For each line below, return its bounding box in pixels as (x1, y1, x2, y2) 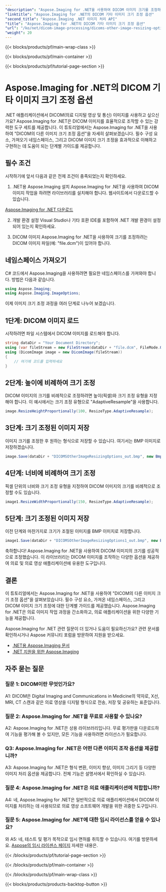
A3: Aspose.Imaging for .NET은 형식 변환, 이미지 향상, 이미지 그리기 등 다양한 (5, 764, 157, 770)
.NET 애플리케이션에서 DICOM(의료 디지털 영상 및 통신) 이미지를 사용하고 (5, 112, 147, 118)
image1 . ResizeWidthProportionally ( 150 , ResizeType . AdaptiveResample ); (5, 499, 154, 504)
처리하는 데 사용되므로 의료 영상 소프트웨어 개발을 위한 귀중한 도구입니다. (18, 803, 158, 809)
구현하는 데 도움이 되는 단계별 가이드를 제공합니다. (5, 143, 102, 149)
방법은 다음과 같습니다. (11, 276, 55, 282)
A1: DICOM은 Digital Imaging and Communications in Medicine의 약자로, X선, (5, 693, 160, 699)
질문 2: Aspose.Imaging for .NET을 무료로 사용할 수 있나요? (5, 713, 142, 720)
